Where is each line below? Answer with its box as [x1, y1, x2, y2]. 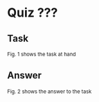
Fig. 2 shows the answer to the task [7, 88, 92, 95]
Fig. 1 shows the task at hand [7, 51, 76, 58]
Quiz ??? [7, 5, 58, 21]
